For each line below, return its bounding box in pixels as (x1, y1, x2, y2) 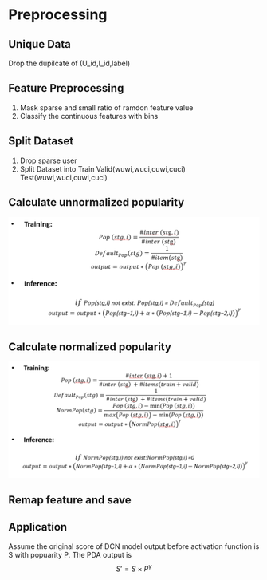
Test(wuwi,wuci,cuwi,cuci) (19, 172, 108, 182)
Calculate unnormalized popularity (8, 195, 185, 209)
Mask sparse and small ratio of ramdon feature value (19, 102, 194, 112)
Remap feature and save (8, 493, 132, 507)
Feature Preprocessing (8, 81, 124, 95)
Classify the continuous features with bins (19, 111, 159, 120)
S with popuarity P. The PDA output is (8, 550, 132, 559)
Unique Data (8, 37, 72, 51)
